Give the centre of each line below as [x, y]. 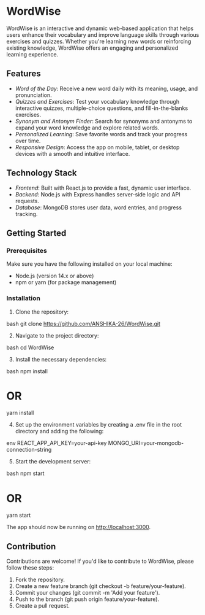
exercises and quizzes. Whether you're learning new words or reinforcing [99, 41]
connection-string [29, 450]
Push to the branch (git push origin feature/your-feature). [87, 599]
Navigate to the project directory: [57, 335]
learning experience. [32, 54]
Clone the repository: [42, 312]
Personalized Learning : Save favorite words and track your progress [101, 134]
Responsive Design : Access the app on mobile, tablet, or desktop [97, 147]
